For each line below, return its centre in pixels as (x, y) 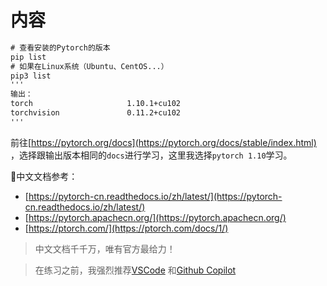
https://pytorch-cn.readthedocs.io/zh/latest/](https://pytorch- (155, 196)
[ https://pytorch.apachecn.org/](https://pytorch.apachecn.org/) (155, 217)
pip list (28, 57)
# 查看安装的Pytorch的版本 (60, 47)
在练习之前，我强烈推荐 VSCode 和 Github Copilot (135, 270)
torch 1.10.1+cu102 (96, 104)
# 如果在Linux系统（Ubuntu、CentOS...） (89, 66)
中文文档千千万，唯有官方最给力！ (105, 248)
